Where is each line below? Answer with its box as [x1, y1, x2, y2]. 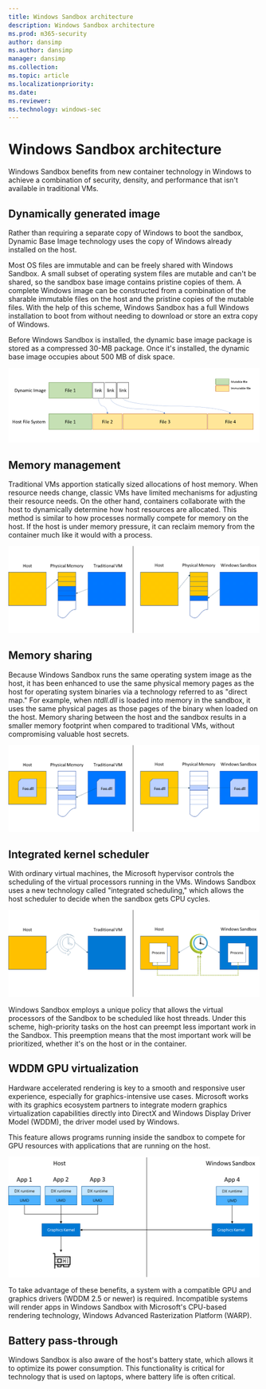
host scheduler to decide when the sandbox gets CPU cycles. [8, 894, 211, 904]
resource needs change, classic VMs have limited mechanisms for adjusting [8, 488, 258, 498]
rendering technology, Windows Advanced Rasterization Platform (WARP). [8, 1311, 252, 1321]
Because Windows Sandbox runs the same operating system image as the [8, 670, 252, 679]
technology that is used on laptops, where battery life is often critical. [8, 1372, 236, 1382]
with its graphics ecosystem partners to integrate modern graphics [8, 1100, 228, 1109]
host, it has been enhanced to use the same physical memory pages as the [8, 678, 255, 688]
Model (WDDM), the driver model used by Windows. [8, 1117, 180, 1126]
